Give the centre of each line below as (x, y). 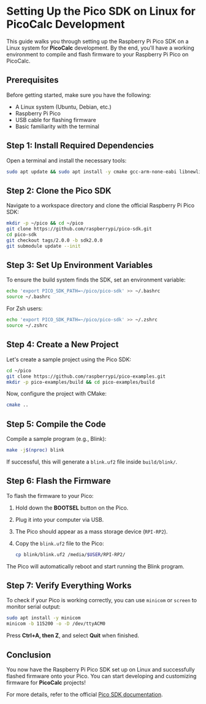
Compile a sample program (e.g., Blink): (56, 439)
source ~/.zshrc (27, 326)
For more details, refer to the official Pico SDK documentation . (85, 694)
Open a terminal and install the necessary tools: (67, 160)
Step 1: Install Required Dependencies (80, 146)
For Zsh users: (25, 308)
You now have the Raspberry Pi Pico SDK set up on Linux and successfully (101, 669)
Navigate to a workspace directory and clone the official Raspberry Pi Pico (101, 205)
